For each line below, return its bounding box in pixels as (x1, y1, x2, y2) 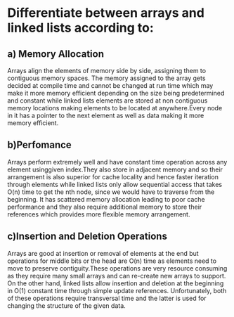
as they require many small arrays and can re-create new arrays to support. (7, 271, 226, 280)
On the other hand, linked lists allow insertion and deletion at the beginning (7, 279, 224, 287)
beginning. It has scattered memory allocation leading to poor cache (7, 195, 205, 203)
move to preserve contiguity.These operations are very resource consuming (7, 264, 228, 272)
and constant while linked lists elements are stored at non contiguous (7, 96, 208, 105)
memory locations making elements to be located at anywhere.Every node (7, 104, 223, 112)
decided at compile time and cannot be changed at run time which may (7, 82, 214, 89)
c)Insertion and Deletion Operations (7, 231, 167, 242)
